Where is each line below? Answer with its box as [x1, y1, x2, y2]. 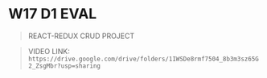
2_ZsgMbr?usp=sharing [27, 61, 101, 70]
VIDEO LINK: [27, 46, 71, 56]
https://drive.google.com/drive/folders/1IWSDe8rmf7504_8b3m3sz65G [27, 55, 259, 63]
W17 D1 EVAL [8, 5, 97, 23]
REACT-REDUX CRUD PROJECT [27, 31, 135, 41]
